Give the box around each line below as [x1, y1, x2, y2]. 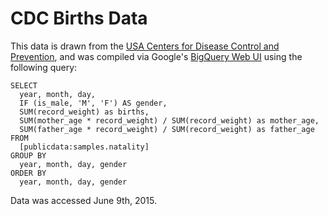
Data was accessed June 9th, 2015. [10, 194, 157, 206]
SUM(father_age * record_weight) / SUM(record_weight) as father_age [19, 124, 315, 134]
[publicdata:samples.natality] [19, 142, 150, 152]
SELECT [10, 80, 38, 91]
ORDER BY [10, 168, 47, 178]
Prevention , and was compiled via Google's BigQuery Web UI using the [10, 50, 303, 62]
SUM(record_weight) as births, [19, 107, 150, 117]
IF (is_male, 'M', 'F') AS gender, [19, 98, 168, 108]
